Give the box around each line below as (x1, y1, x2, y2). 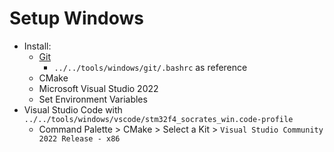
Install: (23, 40, 52, 52)
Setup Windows (9, 7, 144, 30)
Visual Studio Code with (23, 103, 123, 116)
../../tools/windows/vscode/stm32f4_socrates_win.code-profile (23, 114, 294, 124)
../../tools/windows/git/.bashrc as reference (53, 61, 248, 73)
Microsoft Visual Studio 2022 (38, 82, 159, 94)
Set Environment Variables (38, 93, 148, 105)
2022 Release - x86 (38, 133, 121, 144)
